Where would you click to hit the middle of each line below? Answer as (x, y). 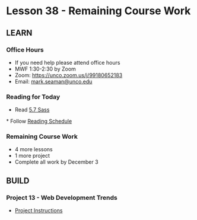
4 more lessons (34, 149)
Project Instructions (39, 211)
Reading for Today (33, 97)
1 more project (32, 156)
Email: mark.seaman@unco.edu (53, 81)
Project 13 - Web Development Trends (62, 197)
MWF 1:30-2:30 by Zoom (45, 69)
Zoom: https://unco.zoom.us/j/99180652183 (69, 75)
